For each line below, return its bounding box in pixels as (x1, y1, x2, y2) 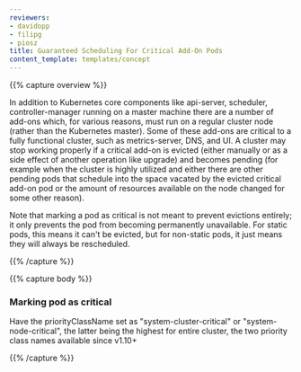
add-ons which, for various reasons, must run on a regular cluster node (9, 116, 274, 127)
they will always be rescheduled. (9, 239, 130, 249)
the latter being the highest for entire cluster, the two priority (64, 325, 288, 337)
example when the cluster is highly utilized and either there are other (9, 164, 263, 174)
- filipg (9, 30, 42, 39)
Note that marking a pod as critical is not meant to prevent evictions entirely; (9, 210, 292, 220)
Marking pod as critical (9, 296, 112, 308)
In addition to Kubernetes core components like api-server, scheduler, (9, 97, 268, 108)
